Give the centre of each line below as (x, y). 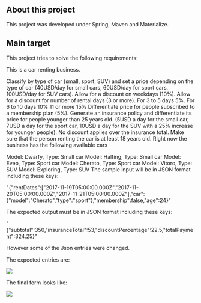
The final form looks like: (37, 283)
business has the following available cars (57, 145)
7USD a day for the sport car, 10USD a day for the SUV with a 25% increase (100, 126)
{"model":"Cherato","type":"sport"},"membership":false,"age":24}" (88, 200)
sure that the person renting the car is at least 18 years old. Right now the (97, 138)
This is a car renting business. (43, 69)
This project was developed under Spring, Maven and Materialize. (88, 24)
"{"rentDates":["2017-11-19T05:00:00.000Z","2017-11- (73, 187)
